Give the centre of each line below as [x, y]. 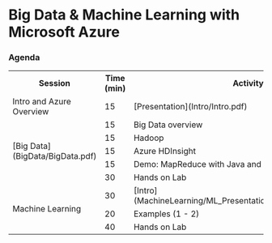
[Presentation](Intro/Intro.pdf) [190, 107]
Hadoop [149, 138]
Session [55, 83]
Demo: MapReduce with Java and [197, 164]
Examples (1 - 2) [166, 214]
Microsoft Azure [64, 32]
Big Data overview [168, 125]
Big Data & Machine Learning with [124, 15]
